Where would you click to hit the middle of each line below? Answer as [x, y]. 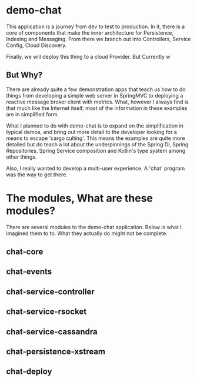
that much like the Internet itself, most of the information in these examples [97, 108]
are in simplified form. [33, 114]
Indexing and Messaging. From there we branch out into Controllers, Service [98, 39]
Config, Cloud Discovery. [36, 45]
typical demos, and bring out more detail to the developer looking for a [92, 132]
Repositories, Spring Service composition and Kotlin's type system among [96, 150]
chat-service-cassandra [52, 332]
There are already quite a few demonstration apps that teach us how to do [96, 89]
